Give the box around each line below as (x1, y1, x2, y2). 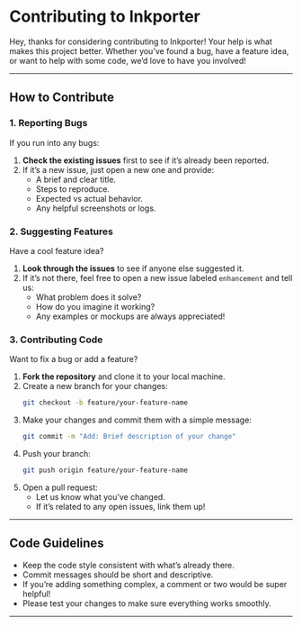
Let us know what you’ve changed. (35, 491, 166, 502)
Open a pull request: (22, 482, 99, 493)
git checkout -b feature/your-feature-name (22, 398, 189, 407)
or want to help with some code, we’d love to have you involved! (9, 55, 247, 66)
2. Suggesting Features (9, 225, 114, 238)
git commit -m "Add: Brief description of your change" (22, 432, 236, 441)
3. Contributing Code (9, 333, 103, 346)
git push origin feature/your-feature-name (22, 466, 189, 475)
